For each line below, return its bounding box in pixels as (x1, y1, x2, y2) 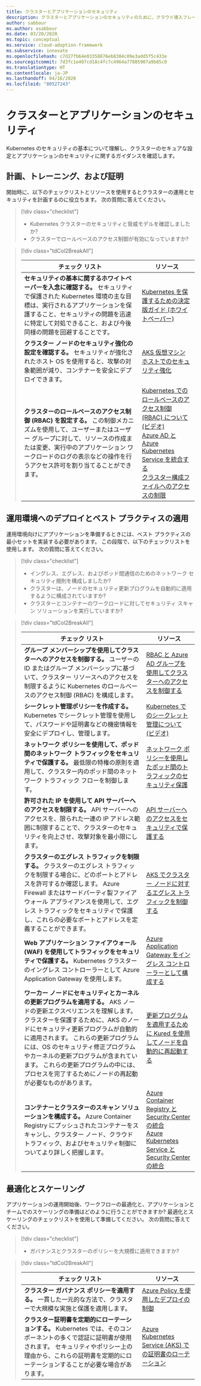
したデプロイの (148, 1296, 190, 1304)
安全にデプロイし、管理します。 (23, 729, 114, 737)
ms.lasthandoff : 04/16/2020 (6, 75, 77, 81)
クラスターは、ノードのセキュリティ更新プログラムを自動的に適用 (29, 584, 193, 592)
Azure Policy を (142, 1287, 185, 1295)
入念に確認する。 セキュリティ (47, 283, 133, 291)
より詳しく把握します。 (41, 1148, 108, 1156)
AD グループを (146, 659, 187, 668)
